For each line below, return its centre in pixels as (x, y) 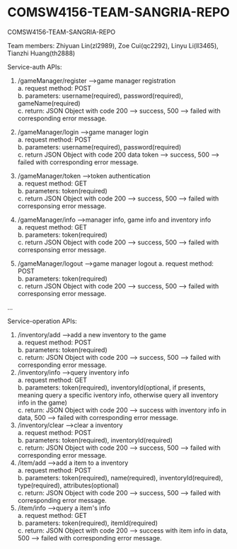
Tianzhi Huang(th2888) (41, 53)
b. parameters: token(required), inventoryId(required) (95, 440)
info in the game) (42, 402)
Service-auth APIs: (35, 67)
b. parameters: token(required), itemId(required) (87, 523)
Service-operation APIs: (42, 321)
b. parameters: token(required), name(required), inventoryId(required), (120, 477)
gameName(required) (49, 103)
